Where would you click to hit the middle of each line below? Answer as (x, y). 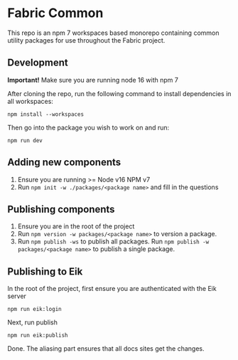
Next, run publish (33, 322)
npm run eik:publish (38, 336)
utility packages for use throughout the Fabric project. (86, 40)
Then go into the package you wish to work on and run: (88, 127)
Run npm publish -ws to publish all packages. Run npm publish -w (113, 242)
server (17, 296)
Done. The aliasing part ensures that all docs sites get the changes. (106, 349)
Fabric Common (55, 13)
